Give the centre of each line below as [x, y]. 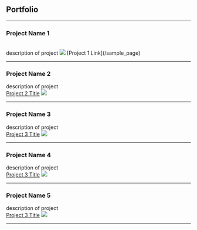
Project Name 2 [28, 74]
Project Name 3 [28, 114]
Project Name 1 [28, 33]
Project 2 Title [23, 94]
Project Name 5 [28, 195]
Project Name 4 [29, 155]
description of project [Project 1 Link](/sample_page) [73, 53]
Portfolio [22, 10]
